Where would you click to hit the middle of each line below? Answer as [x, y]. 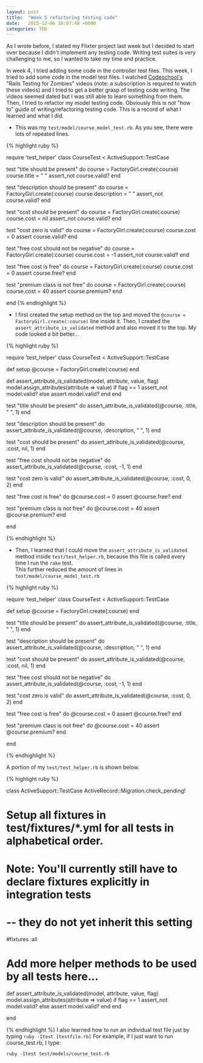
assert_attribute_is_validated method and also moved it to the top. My [106, 327]
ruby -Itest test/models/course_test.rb [58, 1054]
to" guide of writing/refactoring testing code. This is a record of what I [94, 109]
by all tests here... [52, 976]
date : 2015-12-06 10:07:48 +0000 [51, 23]
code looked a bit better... [47, 334]
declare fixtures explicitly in [78, 881]
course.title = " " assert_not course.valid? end [64, 176]
